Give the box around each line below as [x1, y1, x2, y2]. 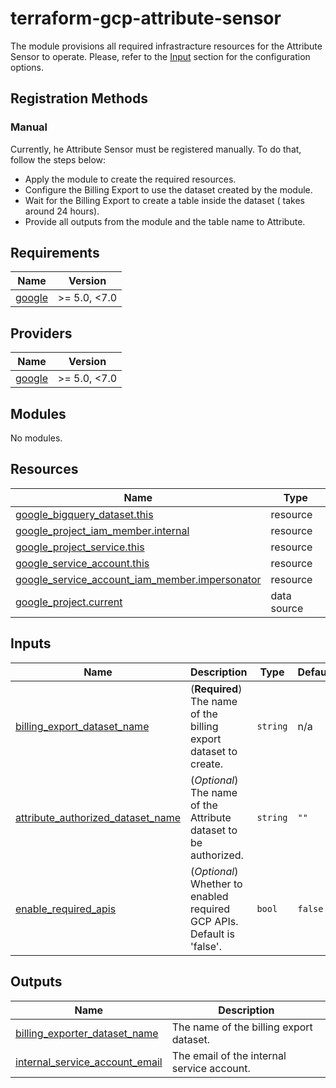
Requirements [10, 245, 100, 262]
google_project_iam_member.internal [15, 523, 190, 537]
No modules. [10, 432, 63, 444]
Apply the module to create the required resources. [24, 173, 237, 185]
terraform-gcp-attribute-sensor [10, 7, 282, 30]
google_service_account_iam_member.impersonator [15, 572, 262, 586]
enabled [189, 889, 229, 903]
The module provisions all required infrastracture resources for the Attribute [10, 40, 323, 52]
